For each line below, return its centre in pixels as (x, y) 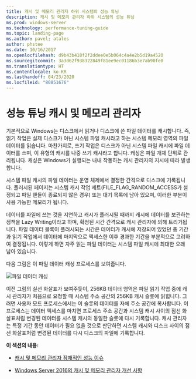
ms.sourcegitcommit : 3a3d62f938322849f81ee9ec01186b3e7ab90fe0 (85, 61)
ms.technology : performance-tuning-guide (57, 28)
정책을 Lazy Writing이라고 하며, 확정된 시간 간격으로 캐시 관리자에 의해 (87, 222)
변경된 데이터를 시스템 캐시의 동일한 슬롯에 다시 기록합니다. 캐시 (99, 318)
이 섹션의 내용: (23, 345)
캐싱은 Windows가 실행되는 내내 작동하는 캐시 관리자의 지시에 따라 (104, 160)
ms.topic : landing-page (35, 33)
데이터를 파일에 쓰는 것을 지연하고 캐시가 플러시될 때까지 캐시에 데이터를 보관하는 (98, 214)
